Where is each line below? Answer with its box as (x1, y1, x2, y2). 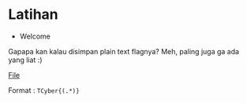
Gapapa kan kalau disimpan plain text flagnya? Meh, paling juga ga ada (8, 46, 239, 56)
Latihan (8, 6, 59, 24)
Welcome (19, 31, 51, 41)
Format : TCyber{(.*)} (8, 85, 80, 95)
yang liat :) (8, 55, 43, 64)
